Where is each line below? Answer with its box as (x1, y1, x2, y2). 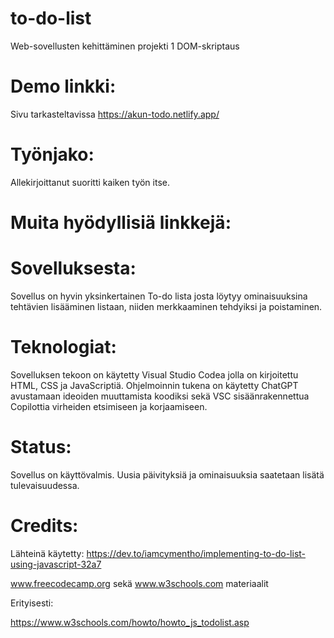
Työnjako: (10, 143, 95, 166)
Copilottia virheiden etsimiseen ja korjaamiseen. (10, 400, 208, 412)
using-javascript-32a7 (10, 558, 102, 570)
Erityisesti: (10, 597, 54, 609)
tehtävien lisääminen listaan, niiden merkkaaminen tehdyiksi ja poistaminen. (10, 300, 323, 312)
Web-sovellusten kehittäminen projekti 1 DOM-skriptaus (10, 40, 240, 52)
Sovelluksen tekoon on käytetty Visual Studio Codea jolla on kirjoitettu (10, 368, 299, 381)
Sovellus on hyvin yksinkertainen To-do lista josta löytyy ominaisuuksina (10, 290, 308, 302)
